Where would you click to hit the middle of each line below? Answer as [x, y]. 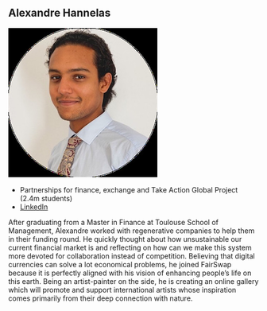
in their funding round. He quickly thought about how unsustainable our [125, 239]
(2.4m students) [46, 198]
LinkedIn [34, 207]
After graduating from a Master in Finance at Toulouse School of [113, 222]
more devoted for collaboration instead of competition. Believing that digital [132, 256]
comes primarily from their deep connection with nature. [101, 298]
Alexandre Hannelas [60, 13]
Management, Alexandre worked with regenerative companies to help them [132, 231]
